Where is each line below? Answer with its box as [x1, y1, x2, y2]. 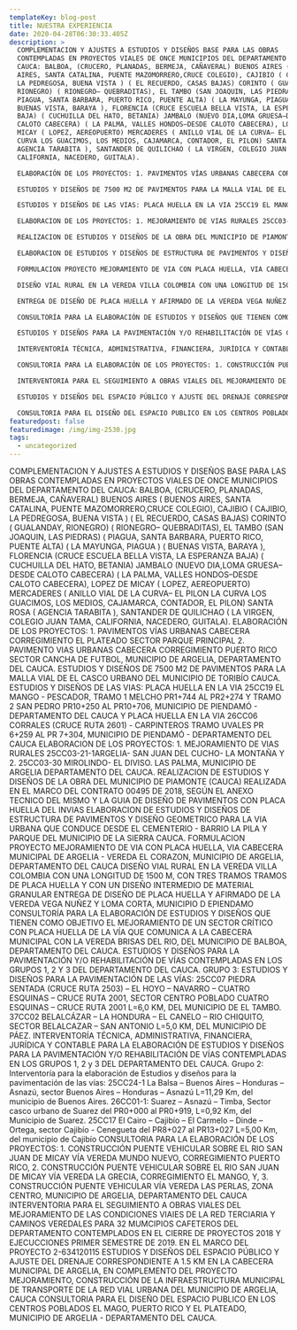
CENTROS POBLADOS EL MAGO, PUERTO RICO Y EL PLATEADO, [9, 1303, 247, 1313]
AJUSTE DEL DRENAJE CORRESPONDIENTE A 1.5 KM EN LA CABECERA [9, 1257, 274, 1266]
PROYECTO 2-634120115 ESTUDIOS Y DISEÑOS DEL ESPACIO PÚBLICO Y [9, 1247, 280, 1257]
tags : [9, 433, 29, 443]
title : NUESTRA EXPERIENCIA [9, 21, 113, 30]
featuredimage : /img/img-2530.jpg [9, 425, 137, 434]
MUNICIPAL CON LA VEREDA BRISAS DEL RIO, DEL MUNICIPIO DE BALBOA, [9, 936, 287, 947]
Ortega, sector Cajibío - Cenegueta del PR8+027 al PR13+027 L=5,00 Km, [9, 1125, 278, 1134]
